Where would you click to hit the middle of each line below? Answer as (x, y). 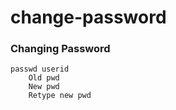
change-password (88, 17)
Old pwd (44, 78)
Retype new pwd (60, 96)
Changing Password (60, 49)
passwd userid (40, 69)
